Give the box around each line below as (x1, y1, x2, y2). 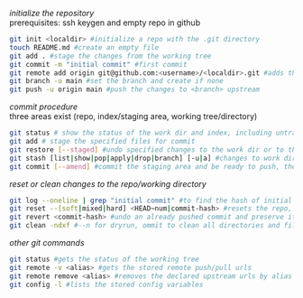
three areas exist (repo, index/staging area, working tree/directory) (9, 111, 258, 122)
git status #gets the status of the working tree (9, 255, 200, 264)
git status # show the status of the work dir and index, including (9, 128, 272, 138)
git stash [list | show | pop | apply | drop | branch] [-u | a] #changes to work (9, 154, 280, 163)
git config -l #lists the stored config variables (9, 280, 204, 289)
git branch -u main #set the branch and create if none (9, 77, 224, 86)
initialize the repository (9, 8, 95, 18)
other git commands (9, 237, 85, 247)
